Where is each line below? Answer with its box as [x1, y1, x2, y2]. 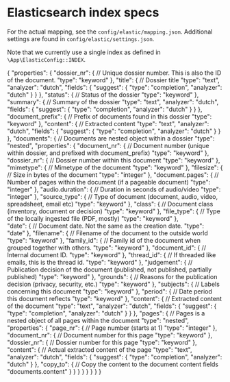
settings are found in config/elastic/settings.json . [7, 34, 155, 43]
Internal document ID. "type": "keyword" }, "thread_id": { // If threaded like [7, 250, 216, 259]
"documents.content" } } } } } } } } [7, 367, 102, 375]
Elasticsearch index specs [7, 5, 159, 21]
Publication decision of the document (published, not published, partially [7, 265, 212, 274]
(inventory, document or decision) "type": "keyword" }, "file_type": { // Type [7, 207, 220, 215]
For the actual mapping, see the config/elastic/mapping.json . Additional [7, 27, 213, 36]
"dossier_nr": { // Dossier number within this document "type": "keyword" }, [7, 156, 220, 164]
